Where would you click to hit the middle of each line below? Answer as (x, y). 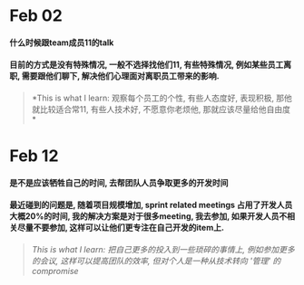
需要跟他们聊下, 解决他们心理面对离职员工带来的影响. (120, 76)
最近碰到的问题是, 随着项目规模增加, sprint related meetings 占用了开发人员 (151, 205)
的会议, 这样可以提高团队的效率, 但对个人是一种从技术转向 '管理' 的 (156, 261)
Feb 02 (36, 16)
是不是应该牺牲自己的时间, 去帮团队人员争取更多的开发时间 (119, 183)
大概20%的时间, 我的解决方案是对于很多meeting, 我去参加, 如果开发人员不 (148, 216)
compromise (55, 271)
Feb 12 (34, 156)
